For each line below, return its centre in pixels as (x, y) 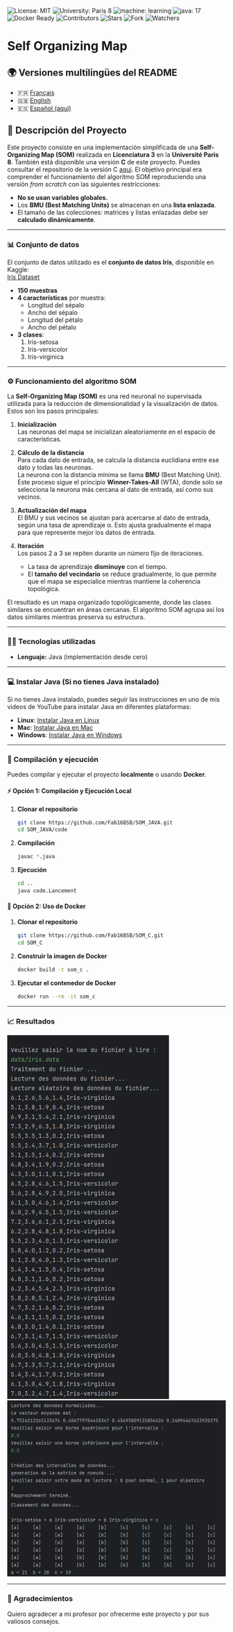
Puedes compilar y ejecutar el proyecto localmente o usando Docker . (107, 774)
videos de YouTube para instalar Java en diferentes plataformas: (99, 707)
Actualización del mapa (52, 511)
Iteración (31, 546)
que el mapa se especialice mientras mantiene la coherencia (114, 581)
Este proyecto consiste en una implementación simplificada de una (103, 147)
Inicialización (37, 425)
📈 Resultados (31, 1021)
